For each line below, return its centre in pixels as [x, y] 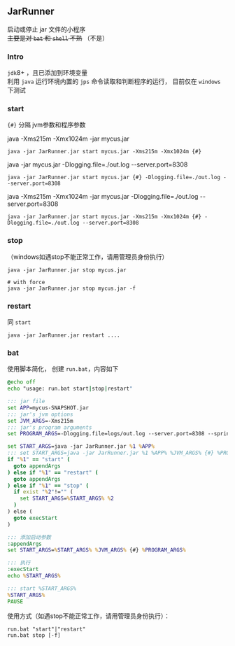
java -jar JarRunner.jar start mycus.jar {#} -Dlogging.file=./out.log [114, 178]
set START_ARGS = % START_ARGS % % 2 [67, 499]
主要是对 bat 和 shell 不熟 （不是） [58, 38]
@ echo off [22, 382]
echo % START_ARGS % [34, 576]
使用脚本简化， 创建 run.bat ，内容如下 [63, 369]
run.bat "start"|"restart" [47, 629]
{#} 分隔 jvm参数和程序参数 [47, 125]
